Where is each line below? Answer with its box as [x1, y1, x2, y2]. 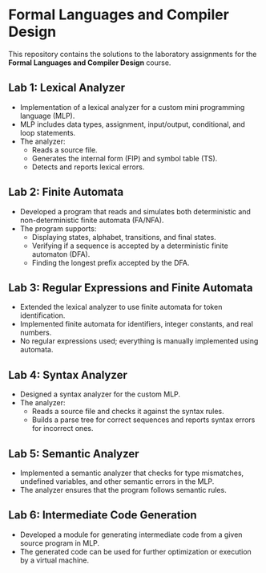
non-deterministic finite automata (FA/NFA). [19, 215, 164, 225]
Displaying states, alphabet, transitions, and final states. [31, 232, 216, 242]
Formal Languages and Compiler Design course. [8, 58, 171, 67]
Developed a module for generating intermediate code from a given [19, 530, 243, 539]
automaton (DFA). [31, 249, 91, 258]
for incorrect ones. [31, 424, 94, 433]
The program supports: [19, 223, 97, 234]
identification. [19, 311, 66, 320]
